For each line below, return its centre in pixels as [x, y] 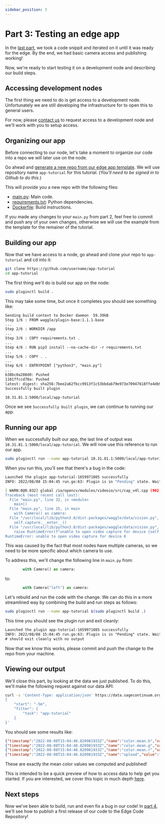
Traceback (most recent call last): [42, 495]
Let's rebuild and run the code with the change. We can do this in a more [79, 597]
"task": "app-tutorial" [47, 713]
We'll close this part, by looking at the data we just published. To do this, [78, 681]
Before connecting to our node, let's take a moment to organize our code [79, 152]
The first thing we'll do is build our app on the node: [57, 283]
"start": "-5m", [31, 704]
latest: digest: [22, 384]
